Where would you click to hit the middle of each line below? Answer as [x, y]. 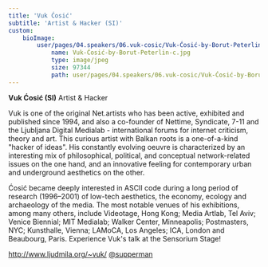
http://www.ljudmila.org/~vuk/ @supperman [81, 254]
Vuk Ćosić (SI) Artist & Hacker [58, 97]
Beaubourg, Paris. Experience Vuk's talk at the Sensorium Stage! [115, 238]
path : [60, 75]
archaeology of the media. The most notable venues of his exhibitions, [124, 205]
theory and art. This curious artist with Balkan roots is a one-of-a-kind [123, 138]
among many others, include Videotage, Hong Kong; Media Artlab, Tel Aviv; [132, 213]
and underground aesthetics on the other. [77, 172]
